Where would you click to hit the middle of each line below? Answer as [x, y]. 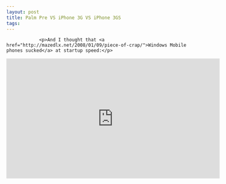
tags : [13, 23]
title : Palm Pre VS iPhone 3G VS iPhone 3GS [64, 18]
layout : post [23, 12]
